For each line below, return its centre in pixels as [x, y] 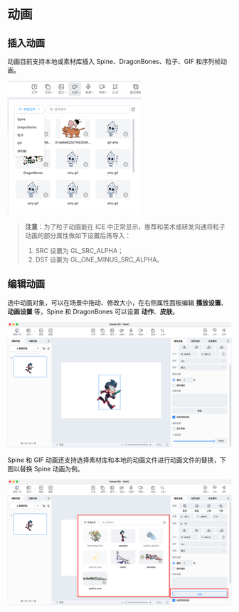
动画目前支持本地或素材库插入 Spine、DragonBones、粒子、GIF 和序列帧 [114, 61]
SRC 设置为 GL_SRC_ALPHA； [80, 251]
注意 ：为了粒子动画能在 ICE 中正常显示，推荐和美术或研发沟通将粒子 [125, 227]
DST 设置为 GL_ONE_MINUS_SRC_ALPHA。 [99, 259]
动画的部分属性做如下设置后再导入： [78, 236]
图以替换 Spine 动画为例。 [46, 469]
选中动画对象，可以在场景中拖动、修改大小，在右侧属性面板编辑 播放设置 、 [117, 302]
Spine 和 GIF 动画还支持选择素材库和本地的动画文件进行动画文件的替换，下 [117, 460]
